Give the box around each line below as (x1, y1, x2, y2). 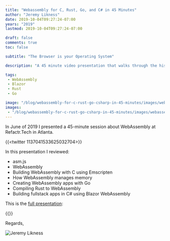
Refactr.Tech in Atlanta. (5, 129, 54, 135)
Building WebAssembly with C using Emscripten (12, 169, 113, 175)
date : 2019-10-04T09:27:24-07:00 (5, 17, 76, 22)
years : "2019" (5, 21, 35, 27)
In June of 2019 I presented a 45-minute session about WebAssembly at (5, 124, 156, 130)
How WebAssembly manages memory (12, 174, 93, 180)
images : (5, 105, 22, 110)
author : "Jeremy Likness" (5, 12, 60, 17)
